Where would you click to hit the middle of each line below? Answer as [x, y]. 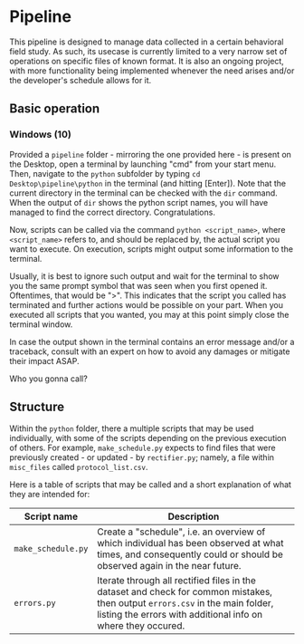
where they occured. [141, 626]
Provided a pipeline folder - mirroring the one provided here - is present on [151, 154]
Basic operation [55, 109]
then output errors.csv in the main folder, [185, 603]
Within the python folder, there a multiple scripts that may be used [132, 428]
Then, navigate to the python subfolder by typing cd [105, 173]
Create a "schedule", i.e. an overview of [181, 532]
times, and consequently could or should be [190, 554]
